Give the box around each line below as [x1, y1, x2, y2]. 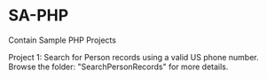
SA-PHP [8, 5, 69, 26]
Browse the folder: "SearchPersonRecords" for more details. [8, 61, 229, 72]
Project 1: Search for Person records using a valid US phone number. [8, 51, 259, 62]
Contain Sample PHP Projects [8, 35, 117, 45]
